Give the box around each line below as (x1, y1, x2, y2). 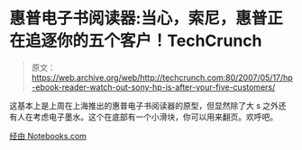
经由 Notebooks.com (9, 130, 87, 141)
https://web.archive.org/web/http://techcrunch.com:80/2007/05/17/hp (31, 72, 293, 83)
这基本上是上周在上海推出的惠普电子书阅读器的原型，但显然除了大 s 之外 (9, 100, 279, 110)
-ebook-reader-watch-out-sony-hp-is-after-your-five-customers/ (31, 82, 276, 93)
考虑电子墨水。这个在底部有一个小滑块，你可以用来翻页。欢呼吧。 (32, 111, 278, 122)
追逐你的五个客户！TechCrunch (25, 31, 262, 51)
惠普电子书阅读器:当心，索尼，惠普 (9, 8, 268, 29)
